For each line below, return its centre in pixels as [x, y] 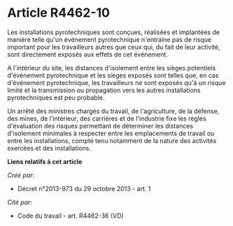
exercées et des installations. [49, 148]
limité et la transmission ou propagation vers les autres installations [104, 90]
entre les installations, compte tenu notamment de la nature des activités [112, 140]
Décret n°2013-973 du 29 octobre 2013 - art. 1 [84, 188]
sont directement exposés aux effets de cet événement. [87, 54]
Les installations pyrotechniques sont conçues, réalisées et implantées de [114, 32]
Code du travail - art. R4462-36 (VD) [70, 216]
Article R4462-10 [59, 13]
